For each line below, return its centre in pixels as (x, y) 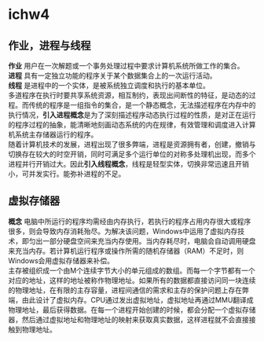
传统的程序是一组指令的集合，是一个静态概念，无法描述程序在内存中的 (142, 105)
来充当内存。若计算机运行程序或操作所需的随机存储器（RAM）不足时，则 (126, 251)
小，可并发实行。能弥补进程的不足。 (67, 174)
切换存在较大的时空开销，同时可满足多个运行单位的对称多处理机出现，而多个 (132, 154)
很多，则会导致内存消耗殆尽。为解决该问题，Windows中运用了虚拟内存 (123, 231)
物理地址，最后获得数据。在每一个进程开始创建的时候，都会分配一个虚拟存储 (132, 310)
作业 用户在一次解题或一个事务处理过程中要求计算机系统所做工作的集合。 (126, 66)
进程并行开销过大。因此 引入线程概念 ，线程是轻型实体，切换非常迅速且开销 (128, 164)
